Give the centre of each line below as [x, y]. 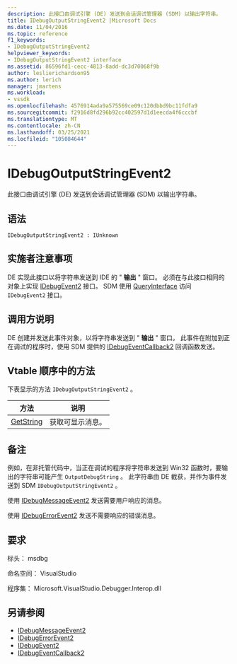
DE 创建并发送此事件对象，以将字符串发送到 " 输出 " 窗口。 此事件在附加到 [116, 337]
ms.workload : [27, 93]
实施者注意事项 [40, 259]
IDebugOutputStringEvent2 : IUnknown [63, 235]
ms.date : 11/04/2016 [38, 27]
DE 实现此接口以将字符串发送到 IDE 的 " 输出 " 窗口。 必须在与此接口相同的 [116, 277]
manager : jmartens [34, 86]
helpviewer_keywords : [39, 54]
